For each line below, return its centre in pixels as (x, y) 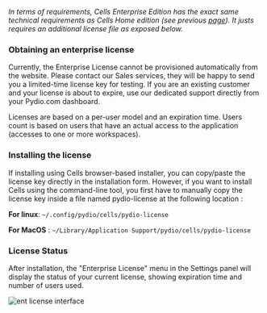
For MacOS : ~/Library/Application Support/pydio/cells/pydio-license (130, 230)
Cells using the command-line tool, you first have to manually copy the (126, 190)
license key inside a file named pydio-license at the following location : (126, 198)
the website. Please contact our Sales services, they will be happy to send (132, 76)
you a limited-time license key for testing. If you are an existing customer (129, 85)
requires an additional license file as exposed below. (96, 29)
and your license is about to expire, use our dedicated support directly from (134, 93)
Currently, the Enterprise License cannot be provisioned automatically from (133, 67)
